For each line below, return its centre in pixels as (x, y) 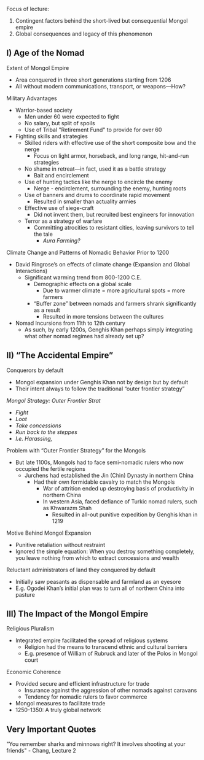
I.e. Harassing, (34, 438)
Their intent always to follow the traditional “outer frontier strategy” (100, 389)
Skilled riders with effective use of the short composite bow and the (110, 142)
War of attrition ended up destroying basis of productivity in (119, 488)
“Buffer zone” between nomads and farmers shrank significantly (115, 303)
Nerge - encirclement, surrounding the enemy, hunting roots (110, 188)
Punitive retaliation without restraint (60, 545)
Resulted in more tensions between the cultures (103, 316)
